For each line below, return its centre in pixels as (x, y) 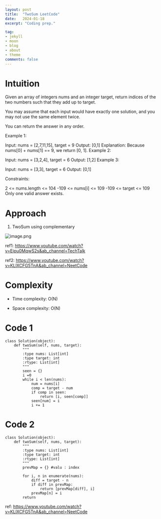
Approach (26, 213)
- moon (12, 41)
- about (13, 50)
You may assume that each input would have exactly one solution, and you (80, 112)
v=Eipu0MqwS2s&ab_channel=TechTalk (45, 251)
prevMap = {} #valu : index (51, 468)
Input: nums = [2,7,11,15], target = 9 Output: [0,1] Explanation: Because (75, 145)
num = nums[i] (45, 384)
